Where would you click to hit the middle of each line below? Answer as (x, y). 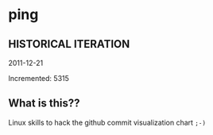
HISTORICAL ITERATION (69, 44)
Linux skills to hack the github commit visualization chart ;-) (107, 122)
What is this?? (44, 104)
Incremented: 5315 (39, 78)
